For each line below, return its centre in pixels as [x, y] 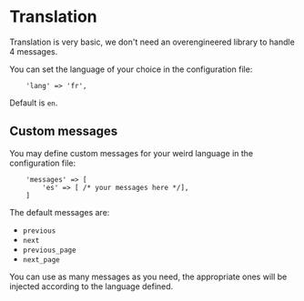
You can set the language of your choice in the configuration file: [131, 69]
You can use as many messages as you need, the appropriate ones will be [148, 276]
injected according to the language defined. [91, 286]
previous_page [49, 250]
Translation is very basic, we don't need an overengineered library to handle [152, 42]
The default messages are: [60, 212]
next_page [41, 260]
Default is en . [34, 103]
